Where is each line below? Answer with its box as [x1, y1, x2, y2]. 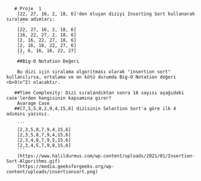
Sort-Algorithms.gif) [6, 158, 61, 164]
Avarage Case [17, 100, 50, 106]
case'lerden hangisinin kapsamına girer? [6, 95, 112, 101]
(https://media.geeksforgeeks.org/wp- [17, 164, 114, 170]
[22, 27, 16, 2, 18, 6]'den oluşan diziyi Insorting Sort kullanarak [17, 11, 196, 17]
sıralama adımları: [6, 16, 55, 22]
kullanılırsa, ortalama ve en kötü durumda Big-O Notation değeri [6, 74, 176, 80]
